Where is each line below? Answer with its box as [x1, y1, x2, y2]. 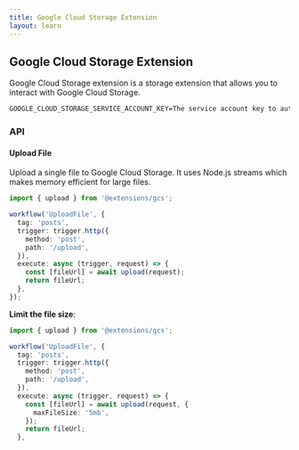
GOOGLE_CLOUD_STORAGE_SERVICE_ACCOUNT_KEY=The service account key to [9, 104, 277, 114]
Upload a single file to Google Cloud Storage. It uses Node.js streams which [9, 167, 287, 178]
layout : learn [9, 21, 62, 30]
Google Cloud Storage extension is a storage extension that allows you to [9, 77, 279, 89]
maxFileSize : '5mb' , [32, 408, 109, 417]
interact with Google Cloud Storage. [9, 87, 141, 98]
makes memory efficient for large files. [9, 177, 151, 188]
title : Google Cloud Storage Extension [9, 12, 158, 22]
